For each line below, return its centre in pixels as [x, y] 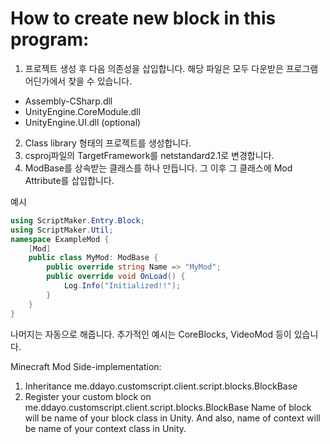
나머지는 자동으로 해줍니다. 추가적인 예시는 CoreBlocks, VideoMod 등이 [151, 334]
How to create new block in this [143, 18]
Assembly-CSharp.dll [68, 101]
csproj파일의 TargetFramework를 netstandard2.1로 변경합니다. [149, 155]
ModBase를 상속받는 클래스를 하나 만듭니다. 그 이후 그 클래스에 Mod [158, 168]
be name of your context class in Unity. [105, 428]
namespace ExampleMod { [60, 239]
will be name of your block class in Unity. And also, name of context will [172, 418]
